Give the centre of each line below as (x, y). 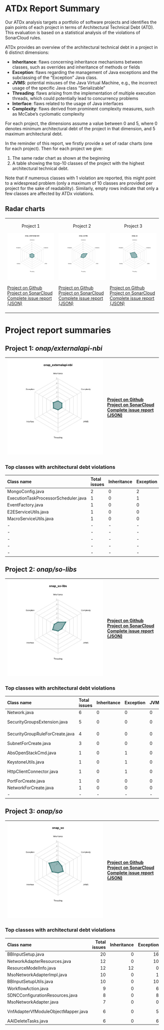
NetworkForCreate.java (31, 788)
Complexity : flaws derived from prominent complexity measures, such (83, 109)
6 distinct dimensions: (27, 52)
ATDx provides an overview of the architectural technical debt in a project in (82, 47)
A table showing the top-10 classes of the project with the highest (78, 163)
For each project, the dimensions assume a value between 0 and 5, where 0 (81, 123)
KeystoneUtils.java (26, 762)
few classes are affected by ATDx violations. (50, 193)
